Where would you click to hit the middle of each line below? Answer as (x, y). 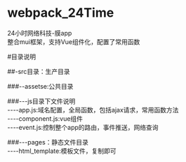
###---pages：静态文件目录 (48, 142)
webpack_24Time (61, 13)
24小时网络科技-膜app (40, 33)
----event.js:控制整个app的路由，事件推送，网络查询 (83, 127)
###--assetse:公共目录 (40, 86)
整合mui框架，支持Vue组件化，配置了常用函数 (74, 42)
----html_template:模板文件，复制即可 (62, 151)
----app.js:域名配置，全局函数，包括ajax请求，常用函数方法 (93, 110)
